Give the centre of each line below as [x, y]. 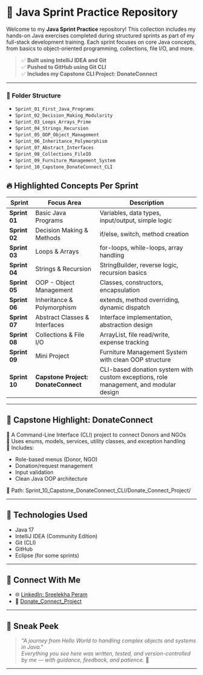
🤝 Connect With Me [43, 580]
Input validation [34, 472]
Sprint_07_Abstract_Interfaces [54, 148]
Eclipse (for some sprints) [47, 555]
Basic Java [51, 213]
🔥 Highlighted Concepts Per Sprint [72, 186]
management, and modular [138, 385]
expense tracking [124, 343]
